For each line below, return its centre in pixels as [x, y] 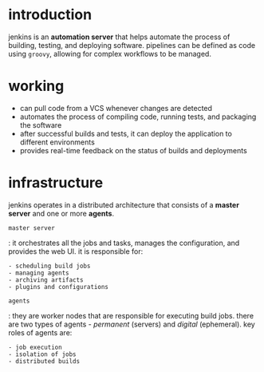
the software [41, 125]
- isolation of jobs [43, 354]
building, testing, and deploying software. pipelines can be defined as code [132, 45]
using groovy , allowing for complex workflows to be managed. [110, 53]
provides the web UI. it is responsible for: [76, 251]
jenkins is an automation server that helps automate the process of [119, 37]
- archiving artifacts [46, 280]
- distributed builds [44, 361]
